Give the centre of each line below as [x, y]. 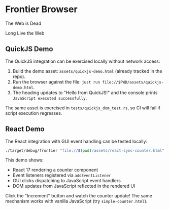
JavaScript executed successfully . [50, 98]
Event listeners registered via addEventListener [62, 175]
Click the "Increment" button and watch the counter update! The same [79, 196]
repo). [19, 76]
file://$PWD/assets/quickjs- [133, 82]
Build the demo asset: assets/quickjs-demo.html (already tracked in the [87, 71]
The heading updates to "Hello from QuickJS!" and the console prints [85, 93]
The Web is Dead [23, 23]
